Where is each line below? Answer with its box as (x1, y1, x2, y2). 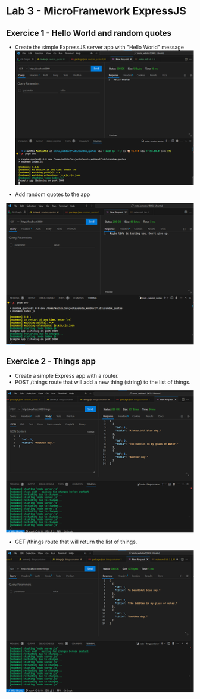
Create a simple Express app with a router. (14, 372, 119, 379)
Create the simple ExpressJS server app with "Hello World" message (14, 44, 185, 51)
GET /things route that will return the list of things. (14, 538, 137, 545)
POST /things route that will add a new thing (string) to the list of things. (14, 378, 191, 386)
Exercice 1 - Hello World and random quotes (6, 28, 171, 38)
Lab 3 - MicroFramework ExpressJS (6, 4, 186, 18)
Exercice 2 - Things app (6, 356, 96, 366)
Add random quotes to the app (14, 191, 90, 198)
